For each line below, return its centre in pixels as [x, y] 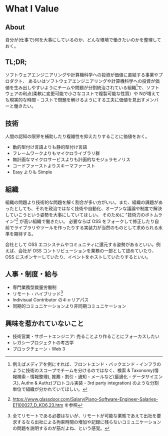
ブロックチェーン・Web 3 [39, 349]
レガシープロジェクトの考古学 [43, 342]
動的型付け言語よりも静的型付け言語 [50, 147]
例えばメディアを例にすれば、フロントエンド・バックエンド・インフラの [87, 364]
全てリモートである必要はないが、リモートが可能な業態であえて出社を [84, 416]
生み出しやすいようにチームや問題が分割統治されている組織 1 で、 [80, 87]
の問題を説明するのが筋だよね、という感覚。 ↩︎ [61, 428]
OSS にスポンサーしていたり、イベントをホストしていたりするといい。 [78, 257]
